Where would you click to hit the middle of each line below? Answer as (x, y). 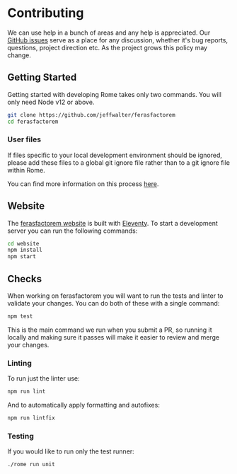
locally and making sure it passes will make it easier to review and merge (114, 337)
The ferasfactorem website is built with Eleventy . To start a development (112, 223)
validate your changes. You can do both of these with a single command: (114, 304)
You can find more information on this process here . (83, 184)
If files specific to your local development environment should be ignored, (115, 155)
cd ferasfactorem (33, 122)
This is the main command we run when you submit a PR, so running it (110, 330)
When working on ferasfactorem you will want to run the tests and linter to (116, 296)
